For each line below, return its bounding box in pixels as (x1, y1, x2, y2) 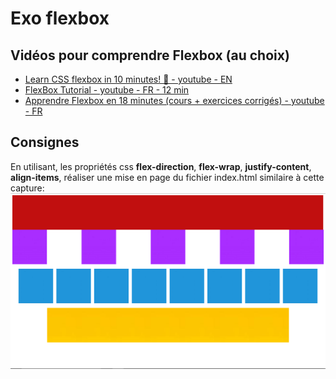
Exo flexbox (10, 7, 110, 30)
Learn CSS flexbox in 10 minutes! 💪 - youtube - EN (24, 73, 233, 85)
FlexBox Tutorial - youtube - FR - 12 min (24, 84, 190, 96)
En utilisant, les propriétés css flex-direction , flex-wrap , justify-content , (10, 160, 312, 172)
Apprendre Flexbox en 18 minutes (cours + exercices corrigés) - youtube (24, 95, 325, 106)
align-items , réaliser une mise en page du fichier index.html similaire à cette (10, 171, 325, 183)
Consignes (10, 134, 80, 151)
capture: (10, 182, 45, 194)
